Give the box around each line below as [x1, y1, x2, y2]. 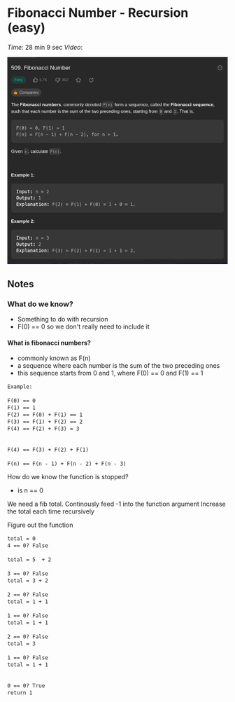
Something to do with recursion [17, 315, 108, 323]
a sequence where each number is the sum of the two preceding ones [17, 362, 220, 370]
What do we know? [7, 299, 73, 309]
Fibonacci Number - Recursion [7, 5, 189, 21]
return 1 [7, 689, 33, 696]
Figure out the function [7, 521, 73, 530]
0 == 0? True [7, 682, 45, 689]
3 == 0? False [7, 570, 49, 577]
